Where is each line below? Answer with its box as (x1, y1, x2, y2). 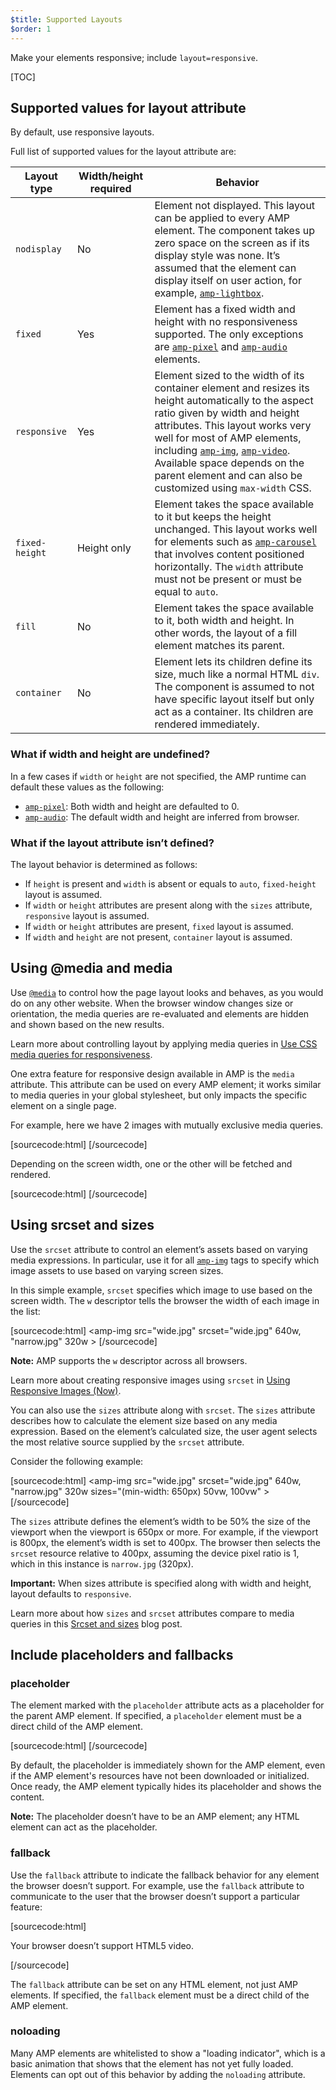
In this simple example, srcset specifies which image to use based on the (10, 1284, 313, 1296)
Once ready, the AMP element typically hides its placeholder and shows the (10, 1781, 322, 1793)
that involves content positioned (154, 547, 305, 561)
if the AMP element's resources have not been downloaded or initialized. (10, 1770, 310, 1782)
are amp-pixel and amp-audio (154, 340, 288, 354)
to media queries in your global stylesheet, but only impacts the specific (10, 1089, 308, 1101)
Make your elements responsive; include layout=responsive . (10, 51, 258, 63)
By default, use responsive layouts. (10, 126, 155, 138)
